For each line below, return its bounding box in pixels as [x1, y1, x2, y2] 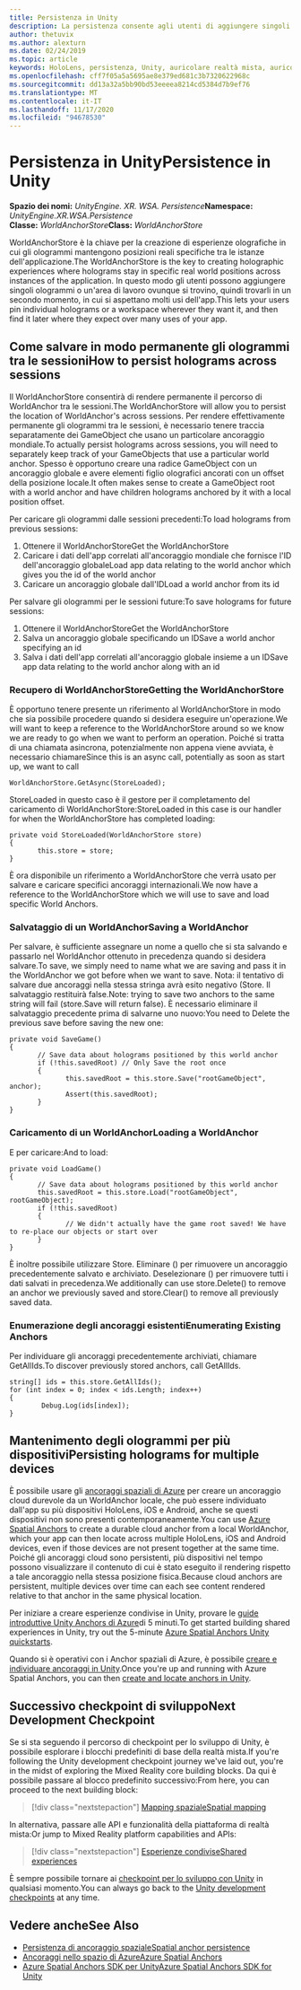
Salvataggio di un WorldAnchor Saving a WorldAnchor [9, 921, 249, 934]
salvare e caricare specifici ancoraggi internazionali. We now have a [9, 880, 258, 890]
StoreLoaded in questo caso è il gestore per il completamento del [9, 794, 251, 805]
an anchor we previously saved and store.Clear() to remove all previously [9, 1287, 279, 1298]
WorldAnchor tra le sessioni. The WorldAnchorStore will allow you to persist [9, 400, 287, 411]
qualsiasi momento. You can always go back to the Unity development [9, 1882, 266, 1893]
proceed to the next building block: [9, 1784, 139, 1795]
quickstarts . [9, 1635, 54, 1647]
